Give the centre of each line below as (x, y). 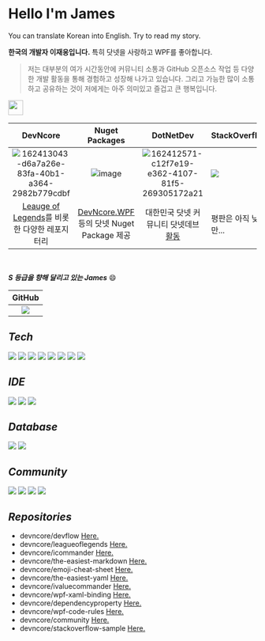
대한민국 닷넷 (168, 212)
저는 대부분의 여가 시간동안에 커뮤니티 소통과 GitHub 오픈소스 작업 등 (133, 69)
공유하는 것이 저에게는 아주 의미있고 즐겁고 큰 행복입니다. (130, 89)
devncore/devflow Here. (59, 536)
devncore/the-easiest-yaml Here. (74, 578)
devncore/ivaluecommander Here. (75, 586)
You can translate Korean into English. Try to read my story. (105, 36)
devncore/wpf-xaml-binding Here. (75, 595)
